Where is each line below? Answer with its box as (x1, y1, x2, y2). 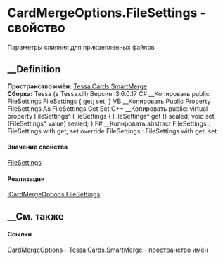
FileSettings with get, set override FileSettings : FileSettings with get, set (7, 126, 217, 135)
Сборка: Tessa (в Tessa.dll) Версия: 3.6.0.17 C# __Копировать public (7, 89, 210, 98)
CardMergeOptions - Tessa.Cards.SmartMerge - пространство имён (7, 246, 209, 254)
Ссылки (7, 230, 32, 239)
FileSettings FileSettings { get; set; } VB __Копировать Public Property (7, 97, 211, 105)
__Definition (7, 63, 61, 75)
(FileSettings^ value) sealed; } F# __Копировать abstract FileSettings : (7, 119, 210, 128)
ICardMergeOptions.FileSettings (7, 190, 101, 199)
